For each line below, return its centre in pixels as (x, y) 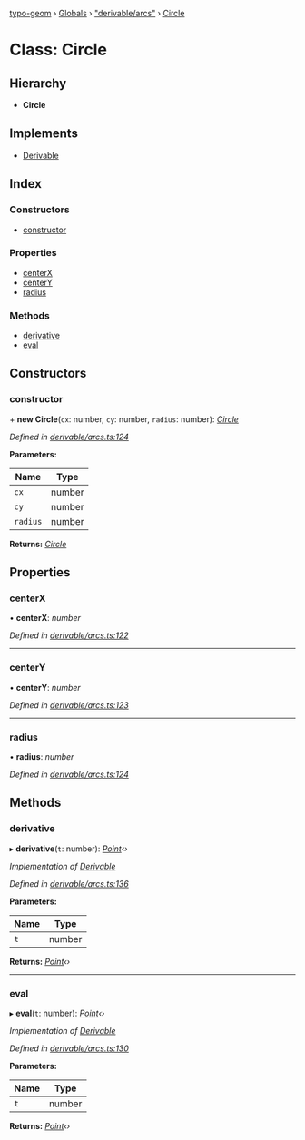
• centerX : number (45, 618)
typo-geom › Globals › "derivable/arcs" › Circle (97, 13)
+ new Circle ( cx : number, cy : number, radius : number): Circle (124, 419)
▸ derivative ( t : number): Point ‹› (69, 849)
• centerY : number (45, 687)
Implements (44, 134)
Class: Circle (58, 50)
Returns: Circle (38, 544)
